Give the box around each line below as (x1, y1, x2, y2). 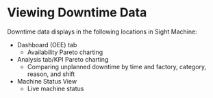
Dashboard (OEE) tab (16, 40, 77, 49)
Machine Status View (16, 77, 77, 85)
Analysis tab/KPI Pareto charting (16, 55, 109, 63)
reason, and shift (27, 70, 75, 78)
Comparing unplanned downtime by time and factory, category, (27, 62, 207, 71)
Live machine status (27, 84, 84, 93)
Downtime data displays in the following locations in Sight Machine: (7, 27, 197, 36)
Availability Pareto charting (27, 48, 103, 56)
